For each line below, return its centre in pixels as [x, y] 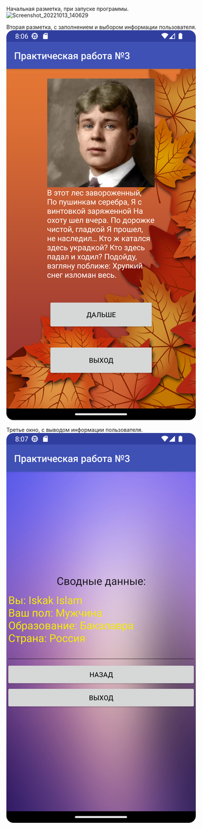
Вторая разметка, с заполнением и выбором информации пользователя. [101, 27]
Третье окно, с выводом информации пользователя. [75, 430]
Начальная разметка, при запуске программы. [68, 9]
